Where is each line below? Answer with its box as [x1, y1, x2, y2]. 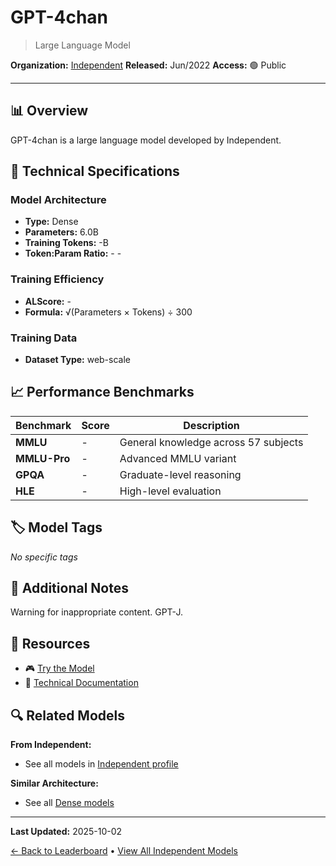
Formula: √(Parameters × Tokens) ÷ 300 [24, 306, 193, 318]
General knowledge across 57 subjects [119, 435, 304, 449]
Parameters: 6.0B [24, 226, 99, 238]
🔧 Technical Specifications [10, 163, 180, 180]
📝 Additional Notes [10, 580, 129, 597]
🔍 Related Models [10, 707, 125, 724]
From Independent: [10, 739, 92, 751]
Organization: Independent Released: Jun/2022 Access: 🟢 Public [10, 59, 287, 71]
